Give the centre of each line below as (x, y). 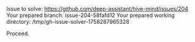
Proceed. (18, 33)
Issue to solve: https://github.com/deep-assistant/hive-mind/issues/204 (97, 9)
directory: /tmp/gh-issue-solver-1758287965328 (68, 22)
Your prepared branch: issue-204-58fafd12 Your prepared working (90, 15)
